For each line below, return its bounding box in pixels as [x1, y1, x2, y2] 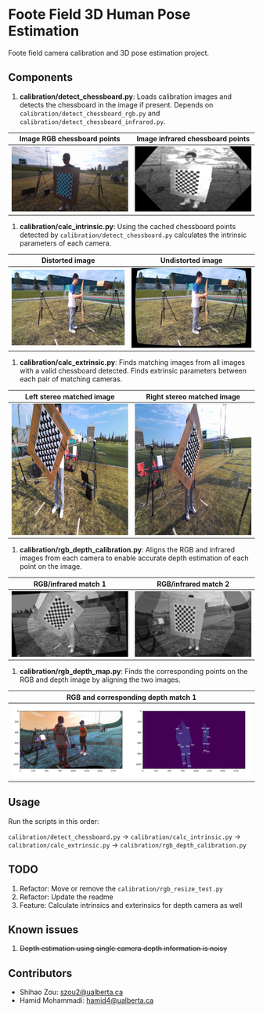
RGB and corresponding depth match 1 [66, 692, 197, 701]
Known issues [8, 923, 79, 936]
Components [8, 71, 73, 84]
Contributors [8, 967, 73, 980]
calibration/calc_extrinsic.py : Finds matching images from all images [19, 358, 246, 367]
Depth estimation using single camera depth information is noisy [19, 944, 228, 953]
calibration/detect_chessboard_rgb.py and [19, 108, 160, 118]
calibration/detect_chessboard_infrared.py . [19, 116, 166, 126]
